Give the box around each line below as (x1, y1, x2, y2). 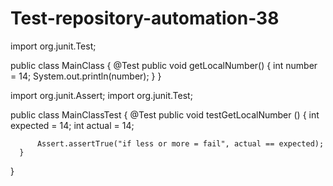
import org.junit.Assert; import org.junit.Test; (10, 89, 193, 101)
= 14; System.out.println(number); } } (10, 70, 162, 82)
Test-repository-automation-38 (10, 7, 280, 30)
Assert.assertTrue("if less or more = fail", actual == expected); (36, 138, 325, 149)
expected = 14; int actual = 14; (10, 119, 135, 131)
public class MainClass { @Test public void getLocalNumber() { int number (10, 59, 318, 71)
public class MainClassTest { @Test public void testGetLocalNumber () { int (10, 108, 320, 121)
